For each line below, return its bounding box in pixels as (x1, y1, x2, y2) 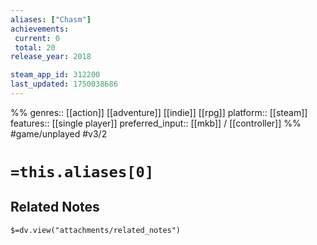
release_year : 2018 (10, 52, 92, 62)
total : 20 (14, 42, 56, 53)
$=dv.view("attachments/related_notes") (10, 225, 182, 235)
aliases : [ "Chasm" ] (10, 14, 92, 25)
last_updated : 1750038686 (10, 79, 118, 90)
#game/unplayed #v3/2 (10, 127, 108, 140)
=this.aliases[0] (10, 163, 155, 182)
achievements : (10, 24, 70, 34)
